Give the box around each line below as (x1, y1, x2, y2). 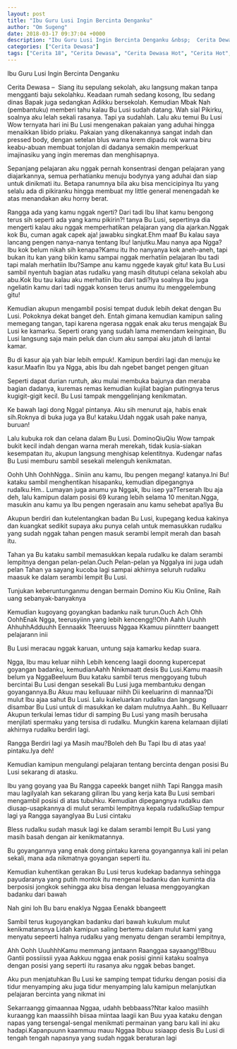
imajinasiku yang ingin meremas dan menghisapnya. (7, 150, 159, 159)
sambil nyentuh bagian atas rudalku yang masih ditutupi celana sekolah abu (7, 268, 227, 276)
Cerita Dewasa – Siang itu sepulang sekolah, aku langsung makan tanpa (7, 83, 219, 91)
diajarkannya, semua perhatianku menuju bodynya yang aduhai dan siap (7, 171, 218, 180)
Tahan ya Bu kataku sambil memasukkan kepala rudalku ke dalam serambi (7, 550, 224, 558)
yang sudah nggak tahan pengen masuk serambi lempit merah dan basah (7, 529, 221, 537)
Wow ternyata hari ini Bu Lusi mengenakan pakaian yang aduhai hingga (7, 120, 215, 129)
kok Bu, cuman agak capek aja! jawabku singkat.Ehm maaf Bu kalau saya (7, 230, 220, 239)
